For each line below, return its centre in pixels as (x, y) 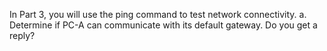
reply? (22, 35)
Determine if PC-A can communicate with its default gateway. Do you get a (163, 25)
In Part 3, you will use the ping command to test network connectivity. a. (158, 14)
